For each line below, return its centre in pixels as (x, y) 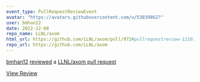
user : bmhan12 (24, 23)
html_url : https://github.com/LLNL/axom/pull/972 (69, 39)
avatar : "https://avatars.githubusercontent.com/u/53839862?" (85, 17)
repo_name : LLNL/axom (33, 34)
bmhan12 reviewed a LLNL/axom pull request (61, 61)
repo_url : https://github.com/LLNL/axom (57, 45)
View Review (22, 73)
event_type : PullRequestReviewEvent (51, 12)
